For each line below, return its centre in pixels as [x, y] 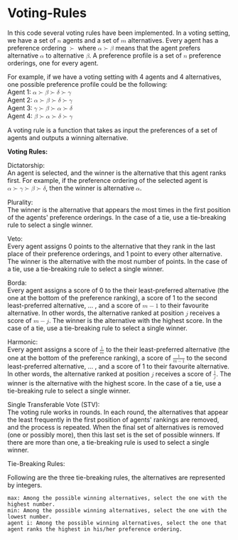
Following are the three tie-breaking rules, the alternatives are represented [117, 477]
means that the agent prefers [158, 48]
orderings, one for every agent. [53, 63]
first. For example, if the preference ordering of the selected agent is [108, 180]
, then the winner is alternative [90, 188]
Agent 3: [20, 107]
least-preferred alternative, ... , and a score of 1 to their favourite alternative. [118, 366]
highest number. [31, 504]
